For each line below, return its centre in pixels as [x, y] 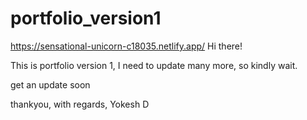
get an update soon [50, 84]
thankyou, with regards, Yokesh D [80, 104]
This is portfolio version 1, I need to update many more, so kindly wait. [154, 65]
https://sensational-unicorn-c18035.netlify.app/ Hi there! [126, 46]
